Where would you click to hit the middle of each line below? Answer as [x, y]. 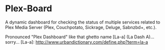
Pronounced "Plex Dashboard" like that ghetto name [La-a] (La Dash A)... [80, 37]
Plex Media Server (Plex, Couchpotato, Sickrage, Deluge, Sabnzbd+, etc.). [81, 27]
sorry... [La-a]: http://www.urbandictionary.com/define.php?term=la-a [77, 42]
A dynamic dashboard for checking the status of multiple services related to [83, 22]
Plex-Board [29, 9]
